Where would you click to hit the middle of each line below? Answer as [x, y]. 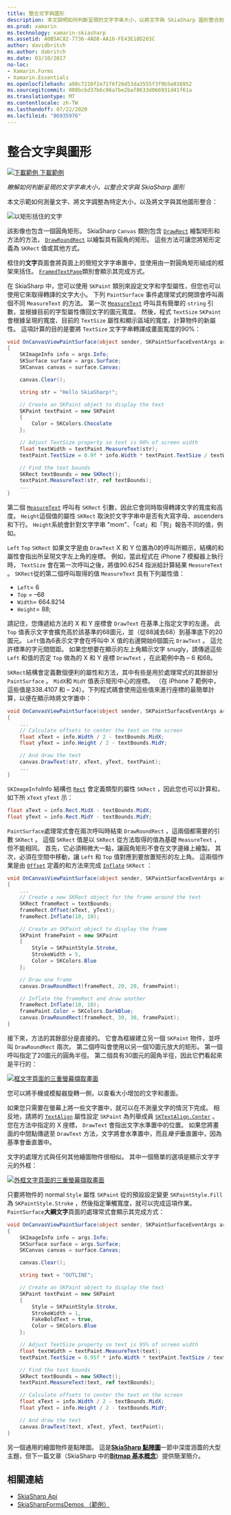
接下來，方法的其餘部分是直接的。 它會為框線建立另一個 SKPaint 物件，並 [111, 1038]
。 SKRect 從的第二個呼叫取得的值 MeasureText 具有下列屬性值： [96, 574]
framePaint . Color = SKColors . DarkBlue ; [77, 1012]
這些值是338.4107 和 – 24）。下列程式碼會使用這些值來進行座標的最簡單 [108, 690]
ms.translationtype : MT [41, 97]
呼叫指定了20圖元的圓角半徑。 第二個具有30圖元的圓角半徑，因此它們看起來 [115, 1055]
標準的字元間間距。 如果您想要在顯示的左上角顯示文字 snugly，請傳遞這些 [117, 649]
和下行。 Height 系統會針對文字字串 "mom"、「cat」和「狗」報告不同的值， [112, 525]
